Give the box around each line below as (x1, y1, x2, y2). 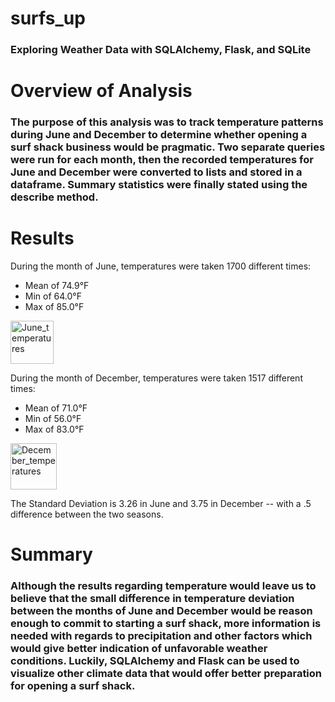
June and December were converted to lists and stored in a (10, 165, 303, 179)
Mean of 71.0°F (24, 402, 88, 414)
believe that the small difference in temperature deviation (10, 592, 295, 606)
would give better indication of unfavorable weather (10, 642, 268, 656)
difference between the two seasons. (10, 508, 164, 521)
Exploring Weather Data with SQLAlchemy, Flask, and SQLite (10, 43, 312, 57)
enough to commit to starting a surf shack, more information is (10, 617, 322, 631)
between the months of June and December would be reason (10, 604, 313, 618)
